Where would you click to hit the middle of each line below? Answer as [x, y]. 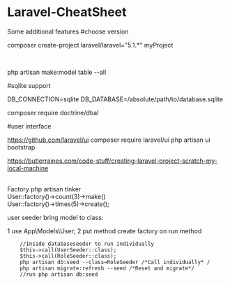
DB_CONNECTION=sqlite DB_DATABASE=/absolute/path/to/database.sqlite [115, 99]
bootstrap [21, 147]
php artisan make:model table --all [57, 72]
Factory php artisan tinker [44, 189]
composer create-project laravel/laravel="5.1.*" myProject [90, 45]
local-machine [28, 168]
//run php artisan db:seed [59, 274]
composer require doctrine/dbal [53, 112]
